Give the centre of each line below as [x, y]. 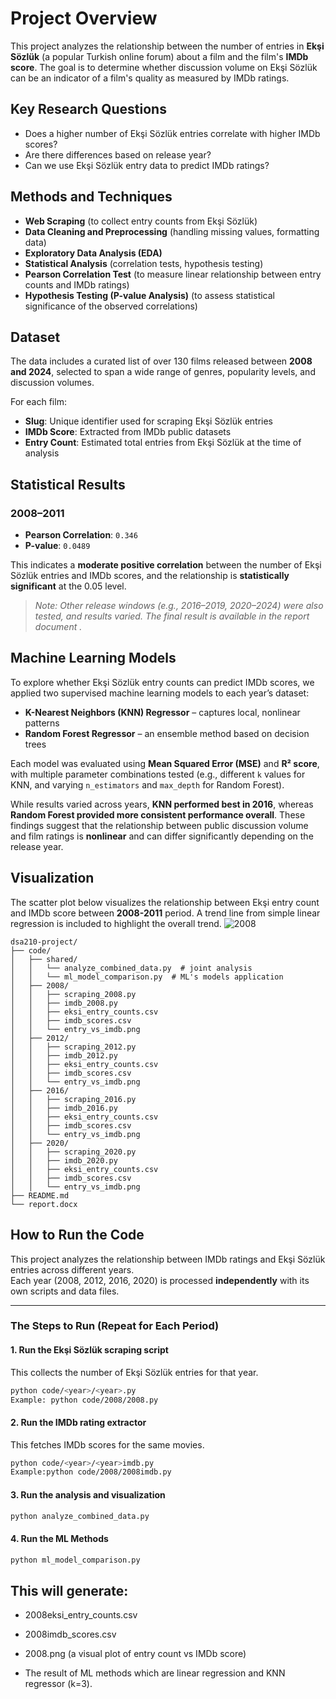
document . [58, 627]
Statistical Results [68, 484]
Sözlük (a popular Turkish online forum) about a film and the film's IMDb [159, 56]
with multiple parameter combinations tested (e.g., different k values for [158, 774]
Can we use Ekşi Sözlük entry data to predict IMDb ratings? [147, 165]
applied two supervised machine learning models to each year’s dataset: [160, 693]
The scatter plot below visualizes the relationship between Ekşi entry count [165, 902]
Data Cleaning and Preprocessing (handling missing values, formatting [172, 231]
